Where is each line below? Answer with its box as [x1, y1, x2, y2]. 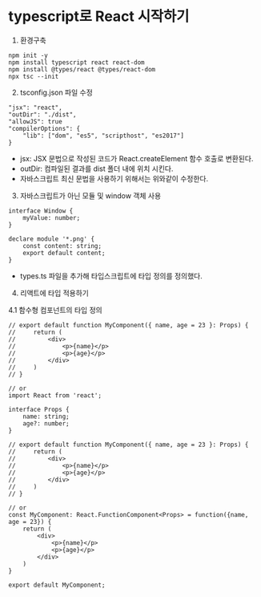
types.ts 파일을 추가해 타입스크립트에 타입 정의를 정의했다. [19, 270, 203, 281]
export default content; [22, 249, 106, 257]
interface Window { [8, 206, 74, 215]
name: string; [22, 412, 70, 420]
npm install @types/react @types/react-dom [8, 65, 156, 73]
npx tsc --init [8, 72, 59, 80]
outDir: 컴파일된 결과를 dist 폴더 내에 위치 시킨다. [19, 164, 174, 173]
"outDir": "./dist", [8, 110, 78, 119]
